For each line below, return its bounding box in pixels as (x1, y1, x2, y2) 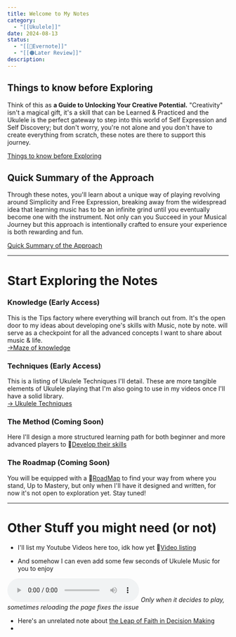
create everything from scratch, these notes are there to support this (7, 131, 206, 139)
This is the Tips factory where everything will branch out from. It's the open (7, 313, 226, 322)
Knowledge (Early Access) (7, 298, 100, 308)
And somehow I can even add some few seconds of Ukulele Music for (17, 556, 221, 565)
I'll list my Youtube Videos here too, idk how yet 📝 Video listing (17, 543, 197, 551)
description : (7, 56, 46, 63)
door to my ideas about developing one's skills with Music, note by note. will (7, 321, 228, 329)
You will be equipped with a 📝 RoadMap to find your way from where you (7, 473, 216, 482)
